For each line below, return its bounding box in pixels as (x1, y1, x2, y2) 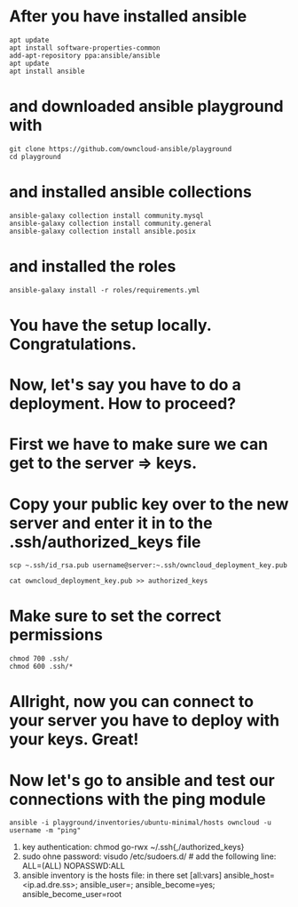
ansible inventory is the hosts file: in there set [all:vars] (21, 870, 223, 881)
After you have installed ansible (9, 6, 247, 27)
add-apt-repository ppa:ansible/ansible (9, 51, 161, 60)
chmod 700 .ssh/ (9, 654, 69, 663)
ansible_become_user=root (21, 889, 122, 900)
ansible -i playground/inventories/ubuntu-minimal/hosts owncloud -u (9, 818, 272, 828)
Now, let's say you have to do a (9, 375, 241, 395)
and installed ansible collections (9, 182, 253, 202)
